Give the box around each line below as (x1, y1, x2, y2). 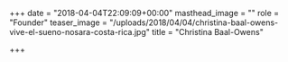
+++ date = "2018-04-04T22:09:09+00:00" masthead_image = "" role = (9, 8, 280, 18)
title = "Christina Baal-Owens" (152, 27, 264, 37)
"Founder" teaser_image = (9, 17, 108, 28)
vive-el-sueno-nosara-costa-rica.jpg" (9, 27, 151, 37)
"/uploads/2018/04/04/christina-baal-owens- (109, 17, 279, 28)
